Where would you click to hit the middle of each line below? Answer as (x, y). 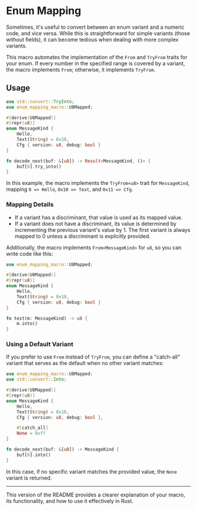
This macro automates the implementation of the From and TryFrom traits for (97, 57)
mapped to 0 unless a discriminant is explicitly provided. (82, 236)
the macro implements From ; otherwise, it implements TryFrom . (81, 69)
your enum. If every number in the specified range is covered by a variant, (96, 63)
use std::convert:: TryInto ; (40, 102)
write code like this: (30, 254)
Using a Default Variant (40, 344)
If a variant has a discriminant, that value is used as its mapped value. (98, 217)
